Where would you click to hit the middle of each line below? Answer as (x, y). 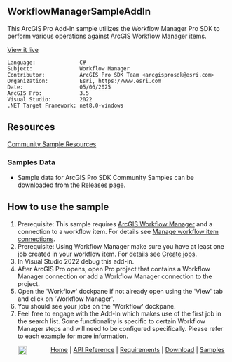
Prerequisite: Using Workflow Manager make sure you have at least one (121, 246)
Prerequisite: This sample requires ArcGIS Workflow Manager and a (115, 224)
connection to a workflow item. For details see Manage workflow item (118, 231)
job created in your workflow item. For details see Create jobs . (107, 254)
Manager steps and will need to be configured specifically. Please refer (120, 328)
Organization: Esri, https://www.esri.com (84, 81)
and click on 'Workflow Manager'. (66, 299)
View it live (23, 49)
